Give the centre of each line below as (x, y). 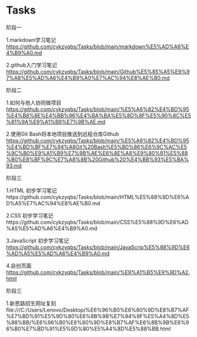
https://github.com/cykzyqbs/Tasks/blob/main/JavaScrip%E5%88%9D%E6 (98, 247)
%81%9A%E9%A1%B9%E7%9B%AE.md (56, 122)
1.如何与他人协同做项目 (34, 102)
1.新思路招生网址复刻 (31, 303)
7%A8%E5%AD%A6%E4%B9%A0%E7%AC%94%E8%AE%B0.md (88, 78)
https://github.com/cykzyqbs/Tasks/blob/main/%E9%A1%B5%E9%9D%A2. (98, 272)
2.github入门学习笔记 (32, 65)
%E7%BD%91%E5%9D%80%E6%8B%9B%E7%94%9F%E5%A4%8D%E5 (98, 316)
